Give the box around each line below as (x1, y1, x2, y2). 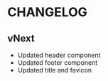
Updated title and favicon (17, 66, 92, 74)
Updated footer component (17, 58, 98, 67)
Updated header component (17, 51, 101, 59)
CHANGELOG (7, 4, 87, 20)
